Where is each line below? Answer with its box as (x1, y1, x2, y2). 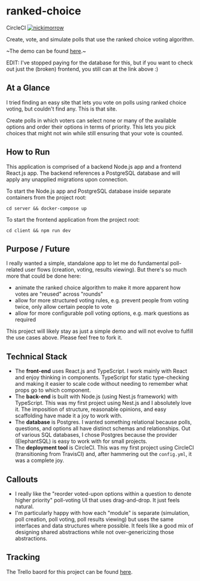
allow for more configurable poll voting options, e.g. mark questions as (14, 309, 190, 317)
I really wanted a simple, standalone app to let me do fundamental (6, 260, 169, 267)
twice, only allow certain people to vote (14, 303, 112, 311)
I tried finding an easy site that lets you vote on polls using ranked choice (6, 99, 187, 106)
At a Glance (6, 83, 50, 93)
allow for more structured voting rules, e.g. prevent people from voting (14, 297, 189, 304)
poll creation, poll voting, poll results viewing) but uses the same (14, 516, 174, 523)
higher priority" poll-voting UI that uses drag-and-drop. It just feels (14, 497, 180, 503)
